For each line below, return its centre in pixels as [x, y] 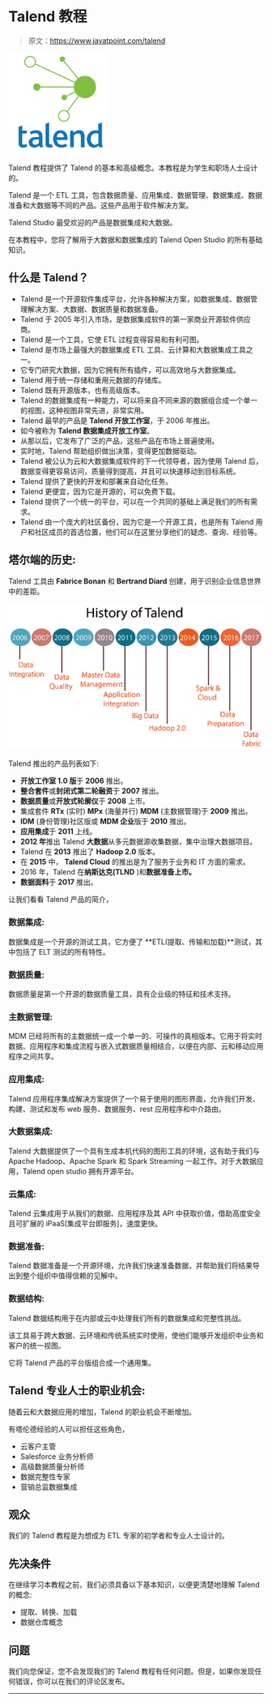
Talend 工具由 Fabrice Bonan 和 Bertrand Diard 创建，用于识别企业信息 [128, 581]
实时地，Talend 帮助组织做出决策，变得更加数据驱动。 [110, 451]
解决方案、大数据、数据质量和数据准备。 [95, 309]
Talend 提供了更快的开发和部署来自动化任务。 [96, 481]
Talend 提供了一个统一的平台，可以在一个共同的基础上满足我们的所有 [135, 501]
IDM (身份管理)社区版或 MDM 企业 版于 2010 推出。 [106, 821]
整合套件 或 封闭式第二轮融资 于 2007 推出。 [91, 791]
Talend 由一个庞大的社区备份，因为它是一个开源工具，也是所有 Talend [137, 522]
